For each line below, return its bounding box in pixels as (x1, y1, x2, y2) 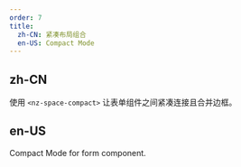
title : (9, 22, 34, 31)
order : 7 (9, 13, 42, 23)
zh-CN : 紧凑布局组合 (17, 30, 87, 39)
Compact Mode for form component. (9, 147, 146, 158)
